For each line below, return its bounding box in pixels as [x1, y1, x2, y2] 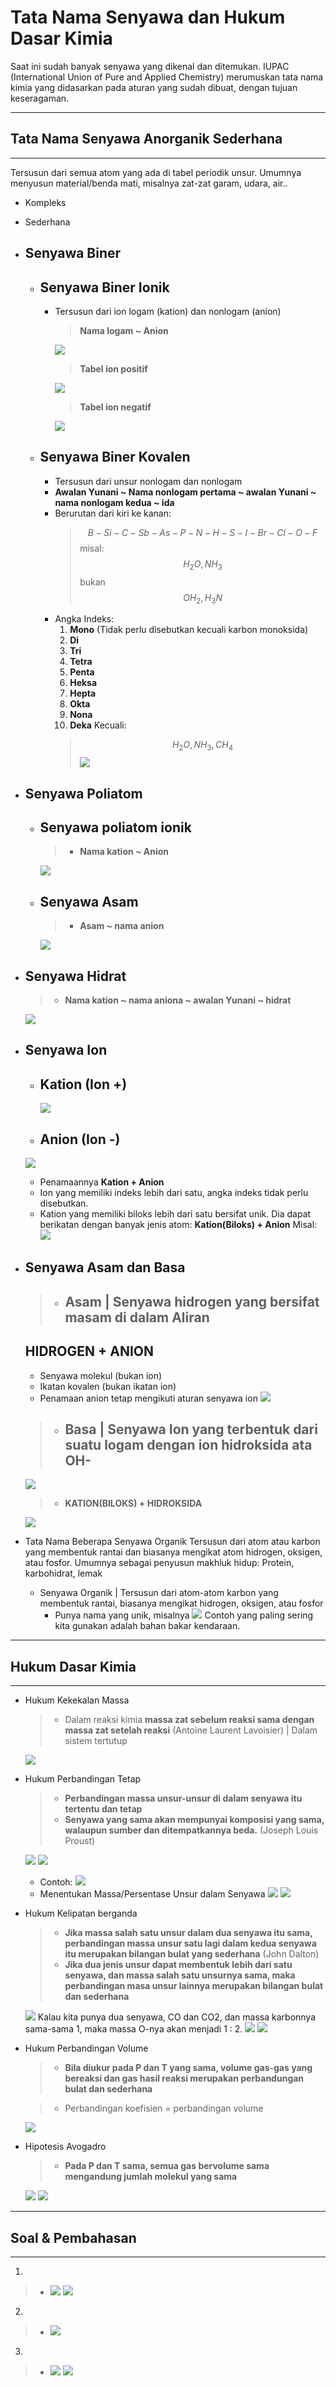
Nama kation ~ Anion [79, 846, 170, 858]
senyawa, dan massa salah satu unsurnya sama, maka [64, 1969, 296, 1981]
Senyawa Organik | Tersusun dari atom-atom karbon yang [39, 1587, 279, 1599]
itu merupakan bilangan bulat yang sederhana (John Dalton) [64, 1948, 320, 1960]
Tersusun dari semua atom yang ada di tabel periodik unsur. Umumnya [10, 166, 302, 178]
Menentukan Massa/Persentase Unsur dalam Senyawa [39, 1888, 266, 1900]
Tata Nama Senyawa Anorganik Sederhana [10, 131, 283, 148]
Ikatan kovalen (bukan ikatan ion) [39, 1380, 177, 1392]
